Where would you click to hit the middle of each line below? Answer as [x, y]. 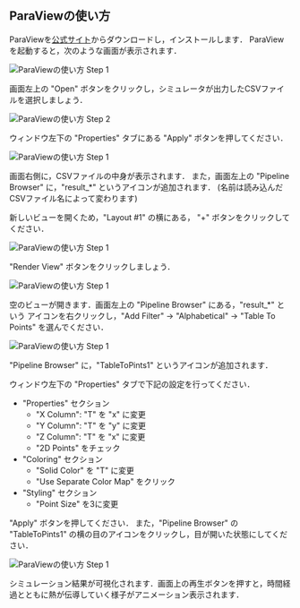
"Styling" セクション [60, 492]
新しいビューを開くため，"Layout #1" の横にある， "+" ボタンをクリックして [150, 217]
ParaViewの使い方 [60, 16]
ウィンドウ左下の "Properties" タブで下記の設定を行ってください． [132, 384]
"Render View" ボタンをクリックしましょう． [92, 266]
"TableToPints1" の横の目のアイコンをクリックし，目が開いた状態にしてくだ [149, 534]
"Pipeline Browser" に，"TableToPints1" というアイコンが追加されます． [141, 364]
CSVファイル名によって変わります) [73, 198]
